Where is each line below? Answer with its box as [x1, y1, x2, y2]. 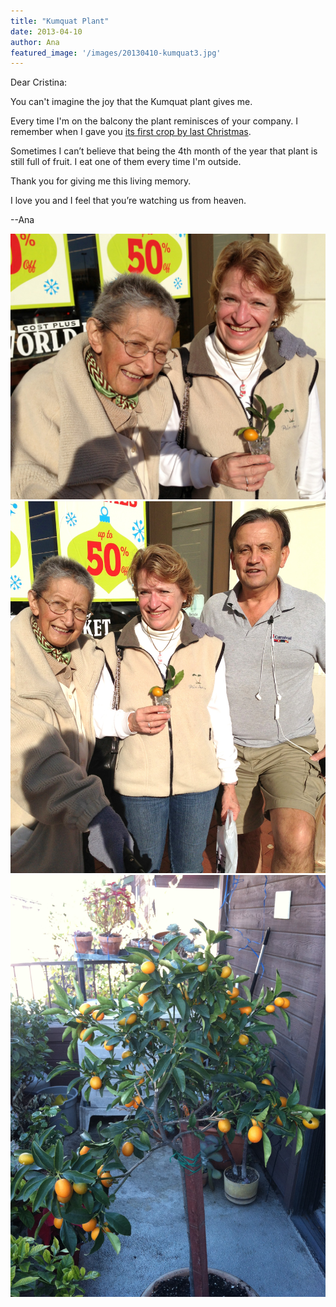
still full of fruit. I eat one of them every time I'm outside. [10, 156, 242, 168]
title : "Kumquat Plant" [10, 16, 110, 26]
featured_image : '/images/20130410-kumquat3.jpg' [10, 48, 222, 58]
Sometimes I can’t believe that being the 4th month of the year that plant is [10, 145, 318, 157]
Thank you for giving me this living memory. [10, 175, 192, 187]
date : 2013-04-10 [10, 26, 83, 37]
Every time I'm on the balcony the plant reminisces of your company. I [10, 115, 298, 127]
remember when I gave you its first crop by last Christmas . [10, 126, 252, 138]
